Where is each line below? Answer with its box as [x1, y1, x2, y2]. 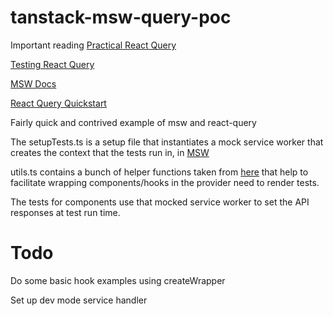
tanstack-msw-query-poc [10, 6, 232, 29]
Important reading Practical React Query [10, 39, 177, 51]
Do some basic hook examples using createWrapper [10, 274, 226, 286]
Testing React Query [10, 58, 95, 70]
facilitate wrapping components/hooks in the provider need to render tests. [10, 176, 320, 188]
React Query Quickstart [10, 97, 107, 109]
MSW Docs [10, 77, 57, 90]
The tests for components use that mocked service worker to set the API [10, 196, 310, 208]
